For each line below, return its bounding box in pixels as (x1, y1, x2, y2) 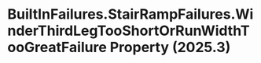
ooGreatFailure (7, 39, 107, 56)
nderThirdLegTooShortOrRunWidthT (7, 22, 250, 40)
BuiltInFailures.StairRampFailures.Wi (7, 5, 254, 23)
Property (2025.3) (109, 39, 231, 56)
